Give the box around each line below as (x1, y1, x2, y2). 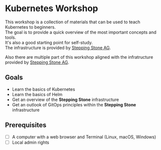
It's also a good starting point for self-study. (5, 39, 93, 45)
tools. (5, 34, 16, 40)
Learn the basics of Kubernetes (12, 86, 75, 92)
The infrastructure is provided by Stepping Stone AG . (5, 45, 111, 50)
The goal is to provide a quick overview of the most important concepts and (5, 29, 157, 35)
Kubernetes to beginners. (5, 24, 56, 30)
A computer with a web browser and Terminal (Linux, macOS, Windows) (12, 134, 156, 140)
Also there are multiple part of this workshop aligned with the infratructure (5, 54, 154, 60)
